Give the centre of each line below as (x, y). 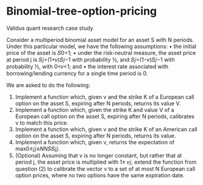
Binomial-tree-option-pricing (82, 11)
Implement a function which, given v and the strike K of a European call (105, 97)
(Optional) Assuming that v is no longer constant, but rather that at (98, 155)
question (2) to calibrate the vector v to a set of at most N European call (105, 169)
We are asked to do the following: (48, 85)
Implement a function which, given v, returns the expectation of (95, 142)
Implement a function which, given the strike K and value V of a (95, 110)
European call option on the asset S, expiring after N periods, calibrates (105, 116)
